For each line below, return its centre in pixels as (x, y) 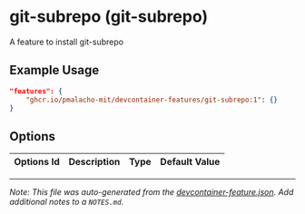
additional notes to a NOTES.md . (67, 202)
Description (94, 162)
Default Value (190, 162)
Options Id (37, 162)
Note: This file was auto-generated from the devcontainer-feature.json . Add (152, 192)
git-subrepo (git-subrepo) (109, 17)
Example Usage (54, 70)
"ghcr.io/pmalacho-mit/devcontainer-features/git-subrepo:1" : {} (152, 100)
